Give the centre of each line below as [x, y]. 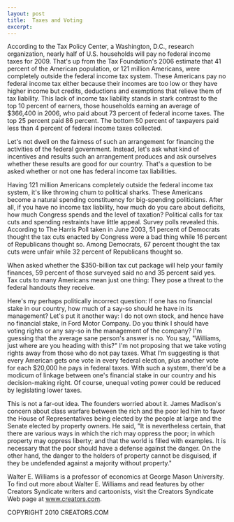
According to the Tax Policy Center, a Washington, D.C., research [101, 47]
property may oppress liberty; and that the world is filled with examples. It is [117, 441]
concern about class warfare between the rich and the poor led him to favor [116, 411]
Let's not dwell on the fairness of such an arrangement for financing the [111, 142]
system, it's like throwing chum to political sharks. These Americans [105, 192]
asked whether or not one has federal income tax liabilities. [92, 171]
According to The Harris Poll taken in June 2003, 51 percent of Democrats [114, 230]
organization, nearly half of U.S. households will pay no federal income [109, 54]
